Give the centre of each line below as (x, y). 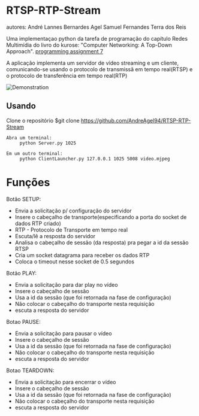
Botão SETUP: (24, 199)
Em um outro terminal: (34, 153)
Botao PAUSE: (23, 321)
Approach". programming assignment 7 (55, 51)
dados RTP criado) (38, 223)
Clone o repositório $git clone (43, 120)
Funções (28, 182)
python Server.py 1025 (48, 143)
